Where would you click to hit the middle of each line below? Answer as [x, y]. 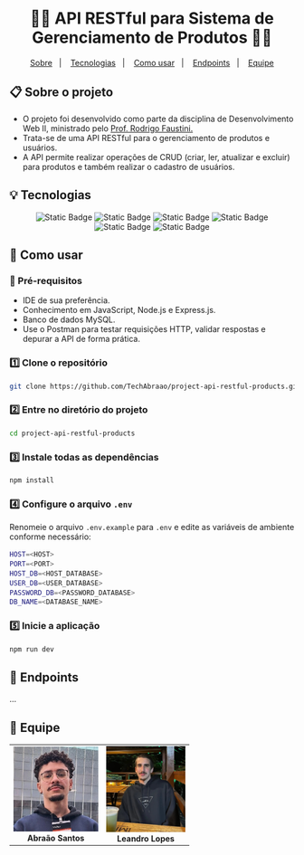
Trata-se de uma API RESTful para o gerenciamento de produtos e [146, 138]
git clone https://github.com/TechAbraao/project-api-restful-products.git [155, 386]
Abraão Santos [56, 838]
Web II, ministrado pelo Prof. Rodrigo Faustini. [108, 128]
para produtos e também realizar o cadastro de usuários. [128, 166]
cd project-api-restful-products [72, 433]
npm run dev [32, 649]
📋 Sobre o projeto [62, 93]
